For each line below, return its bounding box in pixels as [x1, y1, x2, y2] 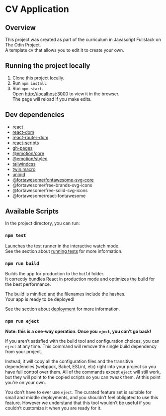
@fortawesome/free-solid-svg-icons [12, 187, 88, 193]
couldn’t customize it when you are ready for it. [5, 405, 102, 411]
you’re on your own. [5, 380, 46, 386]
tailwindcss [12, 161, 36, 167]
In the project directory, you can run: [5, 220, 80, 226]
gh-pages [12, 145, 33, 151]
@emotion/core [12, 150, 45, 156]
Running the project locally [5, 61, 90, 70]
